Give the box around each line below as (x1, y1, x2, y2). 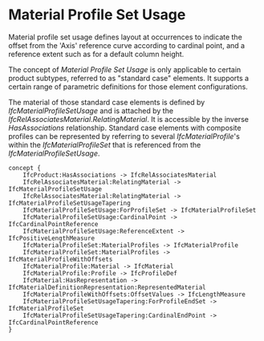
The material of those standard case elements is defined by (8, 97, 205, 107)
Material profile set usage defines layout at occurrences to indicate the (8, 32, 242, 42)
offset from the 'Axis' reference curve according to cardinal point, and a (8, 40, 246, 50)
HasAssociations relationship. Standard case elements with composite (8, 123, 242, 132)
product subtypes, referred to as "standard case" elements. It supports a (8, 73, 250, 83)
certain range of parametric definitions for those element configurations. (8, 82, 249, 91)
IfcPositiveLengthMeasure (8, 234, 95, 242)
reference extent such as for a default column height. (8, 49, 185, 59)
